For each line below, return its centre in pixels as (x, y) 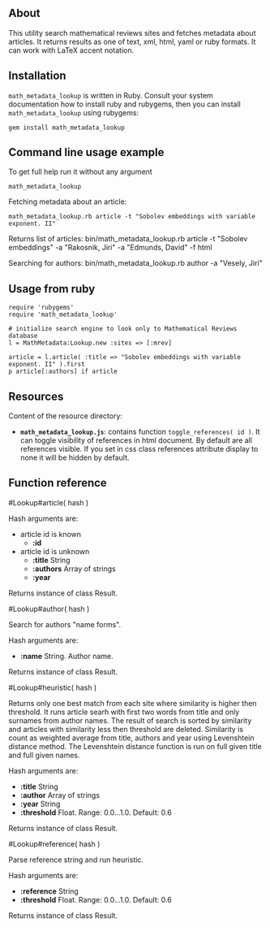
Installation (37, 76)
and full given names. (44, 755)
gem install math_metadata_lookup (67, 128)
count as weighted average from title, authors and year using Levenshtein (131, 738)
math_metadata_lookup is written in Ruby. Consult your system (111, 95)
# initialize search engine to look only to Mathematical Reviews (123, 329)
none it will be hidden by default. (75, 457)
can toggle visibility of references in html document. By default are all (136, 440)
